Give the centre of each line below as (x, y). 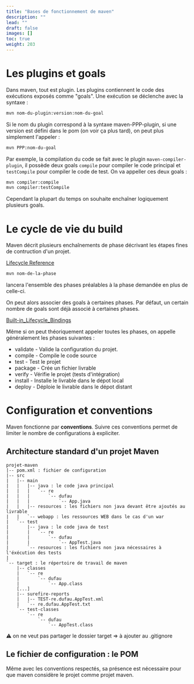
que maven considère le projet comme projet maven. (70, 675)
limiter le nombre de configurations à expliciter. (63, 433)
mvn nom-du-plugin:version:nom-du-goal (55, 113)
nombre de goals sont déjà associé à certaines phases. (73, 309)
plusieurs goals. (25, 205)
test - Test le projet (38, 362)
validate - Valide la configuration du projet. (66, 349)
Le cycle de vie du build (65, 229)
